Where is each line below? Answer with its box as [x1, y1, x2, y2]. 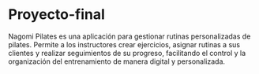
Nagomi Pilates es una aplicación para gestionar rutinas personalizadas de [8, 31, 251, 41]
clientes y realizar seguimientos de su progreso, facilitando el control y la [8, 48, 246, 57]
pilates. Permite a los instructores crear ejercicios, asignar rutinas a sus [8, 39, 241, 49]
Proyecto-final [8, 6, 105, 24]
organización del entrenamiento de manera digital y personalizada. [8, 57, 226, 66]
